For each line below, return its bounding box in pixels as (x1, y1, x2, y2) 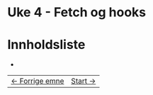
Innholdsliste (7, 37, 86, 53)
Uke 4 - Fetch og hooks (7, 4, 147, 21)
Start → (70, 76, 96, 86)
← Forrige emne (11, 76, 64, 86)
